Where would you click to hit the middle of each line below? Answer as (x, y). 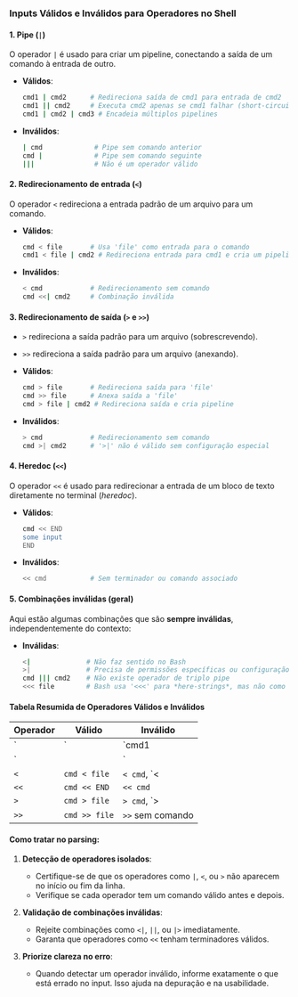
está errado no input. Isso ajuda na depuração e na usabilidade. (152, 984)
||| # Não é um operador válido (110, 164)
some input (42, 537)
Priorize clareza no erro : (67, 957)
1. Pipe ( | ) (28, 35)
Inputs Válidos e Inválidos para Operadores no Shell (123, 13)
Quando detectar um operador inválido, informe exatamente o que (157, 974)
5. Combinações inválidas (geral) (72, 599)
